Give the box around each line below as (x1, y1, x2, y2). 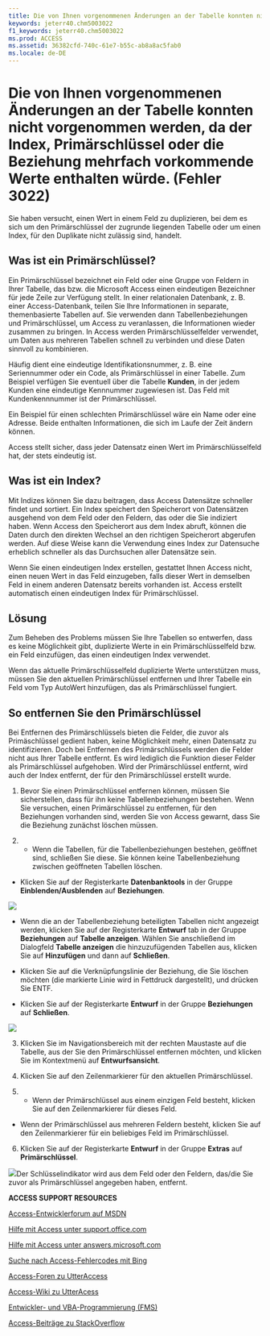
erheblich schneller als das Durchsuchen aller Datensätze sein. (8, 547, 217, 556)
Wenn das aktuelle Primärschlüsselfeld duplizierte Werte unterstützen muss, (8, 666, 261, 676)
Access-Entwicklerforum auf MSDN (8, 1209, 127, 1218)
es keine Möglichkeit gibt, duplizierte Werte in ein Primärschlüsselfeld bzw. (8, 642, 256, 651)
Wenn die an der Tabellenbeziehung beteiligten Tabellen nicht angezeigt (19, 917, 260, 926)
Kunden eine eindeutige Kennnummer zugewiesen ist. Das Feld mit (8, 385, 230, 395)
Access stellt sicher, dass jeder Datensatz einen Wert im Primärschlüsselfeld (8, 442, 262, 452)
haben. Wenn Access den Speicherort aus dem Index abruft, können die (8, 521, 247, 531)
